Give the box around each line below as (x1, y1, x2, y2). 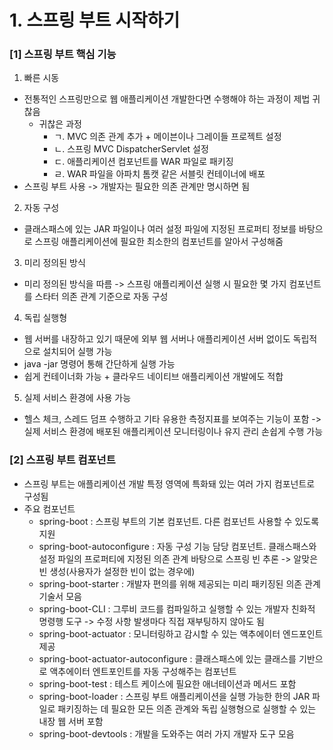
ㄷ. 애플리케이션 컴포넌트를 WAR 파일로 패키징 (53, 156, 234, 168)
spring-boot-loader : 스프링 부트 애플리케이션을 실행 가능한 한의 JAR (38, 690, 311, 702)
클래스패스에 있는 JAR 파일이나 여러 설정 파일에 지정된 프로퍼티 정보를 (23, 223, 297, 235)
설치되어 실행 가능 (42, 346, 113, 358)
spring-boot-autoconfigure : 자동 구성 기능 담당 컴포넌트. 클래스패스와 (38, 540, 317, 552)
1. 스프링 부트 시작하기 (9, 9, 181, 32)
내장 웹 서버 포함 (38, 715, 104, 727)
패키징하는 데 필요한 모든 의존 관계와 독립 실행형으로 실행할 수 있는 (57, 702, 317, 715)
